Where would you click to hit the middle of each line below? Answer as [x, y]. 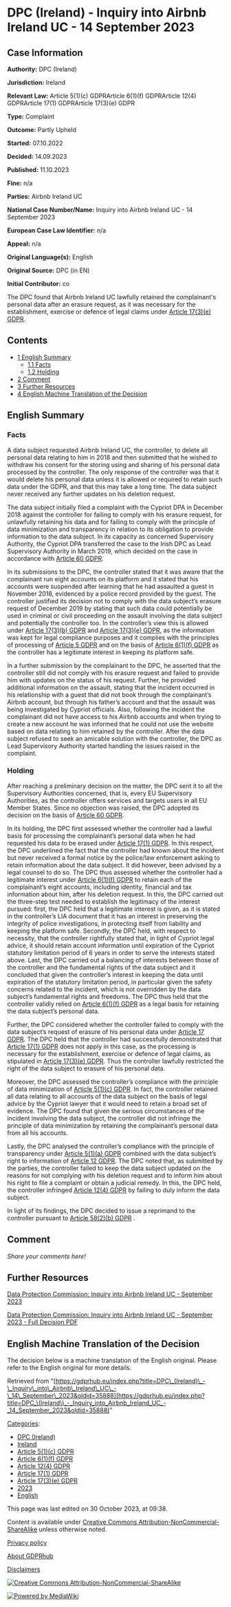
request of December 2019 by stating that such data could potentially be [110, 608]
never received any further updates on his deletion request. [91, 494]
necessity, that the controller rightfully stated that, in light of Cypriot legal [111, 938]
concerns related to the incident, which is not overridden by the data [104, 989]
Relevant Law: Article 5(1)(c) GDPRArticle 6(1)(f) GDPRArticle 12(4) [102, 96]
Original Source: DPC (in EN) [48, 270]
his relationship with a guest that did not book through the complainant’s [109, 694]
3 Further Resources [46, 386]
